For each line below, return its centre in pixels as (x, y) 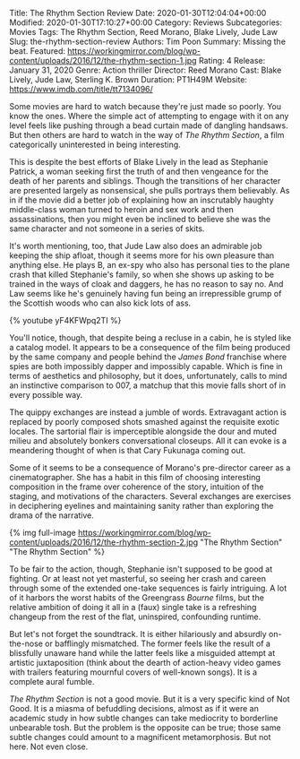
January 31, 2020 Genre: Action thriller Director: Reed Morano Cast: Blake (146, 70)
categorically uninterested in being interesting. (95, 144)
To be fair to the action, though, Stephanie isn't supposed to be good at (141, 569)
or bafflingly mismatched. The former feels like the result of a (158, 643)
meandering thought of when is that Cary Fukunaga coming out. (128, 450)
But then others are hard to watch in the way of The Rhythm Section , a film (147, 135)
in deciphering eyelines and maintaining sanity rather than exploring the (141, 506)
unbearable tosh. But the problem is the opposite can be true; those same (145, 728)
